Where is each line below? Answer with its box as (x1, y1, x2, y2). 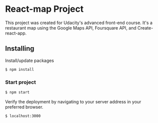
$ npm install (5, 67, 35, 72)
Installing (5, 44, 35, 53)
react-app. (5, 30, 27, 36)
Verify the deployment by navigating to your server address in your (5, 98, 142, 104)
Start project (5, 79, 36, 86)
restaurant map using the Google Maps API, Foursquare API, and (5, 25, 137, 31)
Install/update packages (5, 58, 54, 63)
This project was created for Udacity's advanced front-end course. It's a (5, 20, 153, 26)
